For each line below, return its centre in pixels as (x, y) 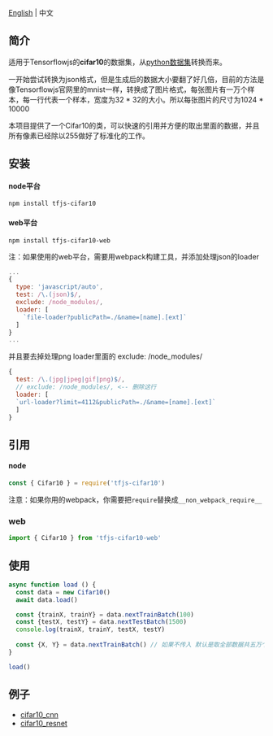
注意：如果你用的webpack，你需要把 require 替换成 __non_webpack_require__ (135, 499)
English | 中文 (31, 13)
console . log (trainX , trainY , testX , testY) (90, 629)
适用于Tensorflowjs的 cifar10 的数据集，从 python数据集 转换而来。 (118, 62)
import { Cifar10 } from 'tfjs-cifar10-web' (85, 538)
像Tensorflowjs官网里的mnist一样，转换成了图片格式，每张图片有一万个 (128, 89)
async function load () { (52, 585)
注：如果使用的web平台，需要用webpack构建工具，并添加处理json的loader (134, 256)
